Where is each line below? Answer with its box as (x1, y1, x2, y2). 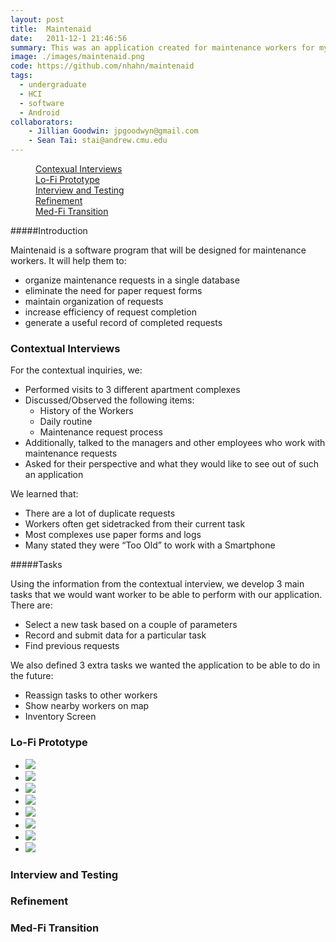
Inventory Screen (24, 711, 97, 723)
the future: (10, 670, 54, 682)
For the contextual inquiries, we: (10, 364, 143, 376)
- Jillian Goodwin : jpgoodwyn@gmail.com (28, 126, 199, 136)
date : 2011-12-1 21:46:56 (10, 33, 128, 43)
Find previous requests (24, 640, 120, 652)
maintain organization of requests (24, 296, 164, 307)
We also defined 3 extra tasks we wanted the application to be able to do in (10, 659, 321, 671)
